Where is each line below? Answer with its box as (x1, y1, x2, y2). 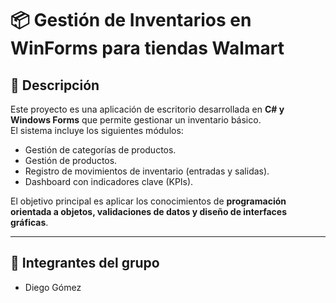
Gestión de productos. (24, 155, 118, 166)
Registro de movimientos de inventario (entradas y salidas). (24, 165, 270, 177)
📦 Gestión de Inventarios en (10, 9, 252, 32)
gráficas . (10, 217, 49, 228)
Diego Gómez (24, 281, 82, 293)
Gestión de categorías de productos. (24, 144, 177, 156)
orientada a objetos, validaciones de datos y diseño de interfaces (10, 206, 287, 217)
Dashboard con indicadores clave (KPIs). (24, 176, 194, 187)
